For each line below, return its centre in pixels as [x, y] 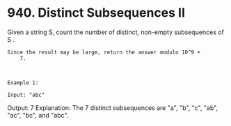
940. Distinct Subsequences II [96, 13]
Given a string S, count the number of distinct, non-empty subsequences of [116, 32]
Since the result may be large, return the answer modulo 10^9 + [104, 52]
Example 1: [23, 82]
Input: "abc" [26, 95]
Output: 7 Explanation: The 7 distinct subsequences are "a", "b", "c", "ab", [112, 108]
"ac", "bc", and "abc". [38, 115]
